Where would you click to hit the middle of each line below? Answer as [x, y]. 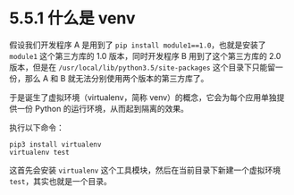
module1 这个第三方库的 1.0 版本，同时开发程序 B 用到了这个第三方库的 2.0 [145, 55]
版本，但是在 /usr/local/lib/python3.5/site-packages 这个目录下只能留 [142, 67]
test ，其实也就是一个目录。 [60, 181]
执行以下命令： [37, 127]
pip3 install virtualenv [55, 144]
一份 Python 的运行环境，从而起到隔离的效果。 [103, 108]
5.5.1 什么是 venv [72, 18]
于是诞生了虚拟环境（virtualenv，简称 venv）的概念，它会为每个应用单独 [143, 97]
